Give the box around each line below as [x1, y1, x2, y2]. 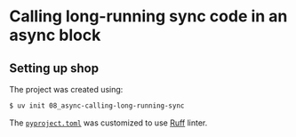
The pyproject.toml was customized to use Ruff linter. [9, 117, 208, 128]
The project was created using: [9, 85, 124, 94]
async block [9, 25, 101, 45]
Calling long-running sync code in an [9, 6, 288, 27]
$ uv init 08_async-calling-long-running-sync [9, 101, 185, 110]
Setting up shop [9, 60, 100, 76]
